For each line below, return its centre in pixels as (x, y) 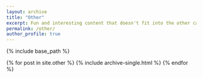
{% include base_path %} (38, 51)
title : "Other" (25, 17)
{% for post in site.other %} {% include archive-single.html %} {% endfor (97, 63)
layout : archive (27, 12)
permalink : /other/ (31, 28)
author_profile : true (34, 34)
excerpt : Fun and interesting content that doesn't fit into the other (98, 23)
